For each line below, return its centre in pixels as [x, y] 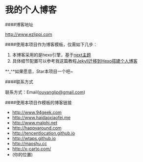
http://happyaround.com [37, 128]
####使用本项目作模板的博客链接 [38, 102]
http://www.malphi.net [35, 122]
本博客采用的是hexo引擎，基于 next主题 [52, 55]
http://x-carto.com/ [32, 149]
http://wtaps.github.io [34, 138]
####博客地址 [19, 24]
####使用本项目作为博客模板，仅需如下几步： [51, 44]
